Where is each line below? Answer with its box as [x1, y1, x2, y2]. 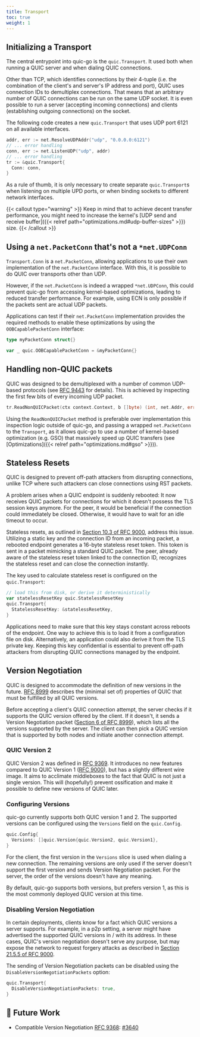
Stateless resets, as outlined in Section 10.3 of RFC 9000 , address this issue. [6, 528, 194, 536]
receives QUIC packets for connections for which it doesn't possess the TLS [6, 498, 193, 505]
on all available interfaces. [6, 126, 70, 133]
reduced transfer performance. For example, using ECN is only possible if [6, 295, 187, 302]
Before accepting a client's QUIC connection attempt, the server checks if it [6, 706, 192, 713]
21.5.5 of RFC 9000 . [6, 951, 55, 958]
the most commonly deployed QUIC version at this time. [6, 890, 143, 897]
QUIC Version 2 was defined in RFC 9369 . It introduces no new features [6, 760, 183, 767]
